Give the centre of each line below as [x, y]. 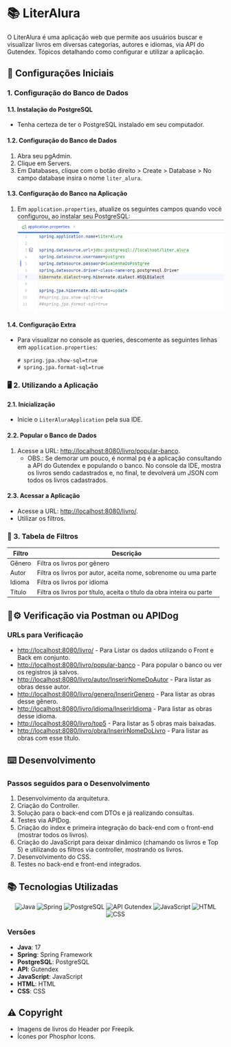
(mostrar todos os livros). [53, 835]
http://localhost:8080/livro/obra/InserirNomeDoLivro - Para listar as [112, 730]
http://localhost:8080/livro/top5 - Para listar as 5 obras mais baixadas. [117, 723]
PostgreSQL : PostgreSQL [53, 962]
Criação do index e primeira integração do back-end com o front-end [115, 828]
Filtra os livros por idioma [73, 582]
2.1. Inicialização [31, 404]
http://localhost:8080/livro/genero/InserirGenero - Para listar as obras [116, 694]
